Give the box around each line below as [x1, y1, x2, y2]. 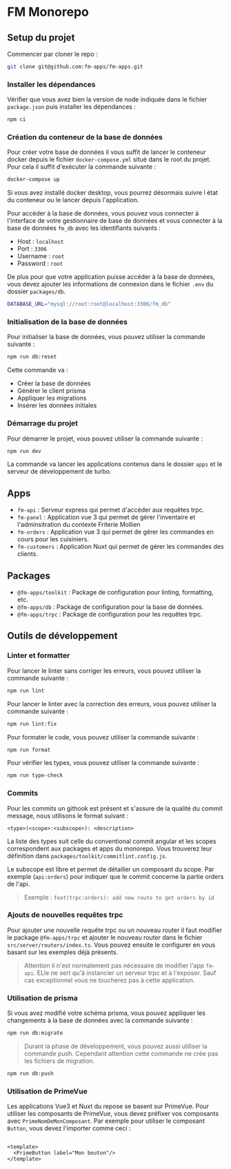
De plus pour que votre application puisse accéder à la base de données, [7, 273, 215, 281]
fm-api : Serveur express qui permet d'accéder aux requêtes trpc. [17, 505, 205, 514]
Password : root [17, 260, 63, 268]
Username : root [17, 252, 65, 260]
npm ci [7, 116, 26, 123]
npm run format [7, 746, 51, 753]
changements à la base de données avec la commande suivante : [7, 1016, 193, 1025]
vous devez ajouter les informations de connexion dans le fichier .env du [7, 280, 214, 289]
